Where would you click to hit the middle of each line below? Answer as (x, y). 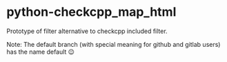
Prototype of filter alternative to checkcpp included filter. (87, 31)
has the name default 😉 (41, 52)
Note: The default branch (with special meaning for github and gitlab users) (113, 44)
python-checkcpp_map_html (91, 12)
